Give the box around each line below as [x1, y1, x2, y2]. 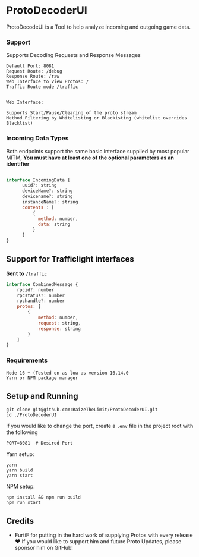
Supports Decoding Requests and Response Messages [6, 52, 141, 59]
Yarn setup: [6, 451, 34, 458]
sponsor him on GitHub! [14, 545, 73, 552]
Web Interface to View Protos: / [6, 78, 89, 85]
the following [6, 429, 38, 436]
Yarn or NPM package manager [6, 375, 78, 381]
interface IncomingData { [6, 177, 70, 183]
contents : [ [21, 204, 55, 210]
